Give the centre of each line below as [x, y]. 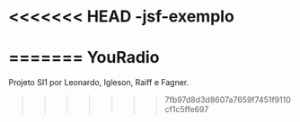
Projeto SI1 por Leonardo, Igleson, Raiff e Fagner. [99, 83]
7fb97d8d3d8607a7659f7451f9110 [228, 100]
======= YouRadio [84, 58]
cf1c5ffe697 [187, 109]
